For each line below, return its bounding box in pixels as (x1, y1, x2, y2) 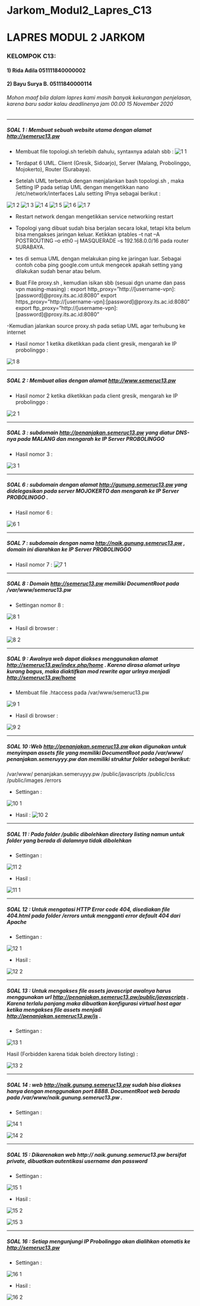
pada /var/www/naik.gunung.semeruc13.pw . (7, 1094, 123, 1101)
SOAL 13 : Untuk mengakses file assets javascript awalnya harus (7, 987, 172, 994)
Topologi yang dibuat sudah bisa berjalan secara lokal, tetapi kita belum (15, 224, 191, 231)
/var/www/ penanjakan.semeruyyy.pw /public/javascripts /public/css (7, 771, 176, 778)
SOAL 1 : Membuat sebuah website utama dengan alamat (7, 126, 152, 134)
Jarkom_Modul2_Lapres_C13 (7, 4, 152, 17)
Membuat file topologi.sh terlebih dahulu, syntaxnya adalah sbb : (15, 148, 174, 155)
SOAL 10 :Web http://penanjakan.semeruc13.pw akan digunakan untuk (7, 743, 186, 750)
